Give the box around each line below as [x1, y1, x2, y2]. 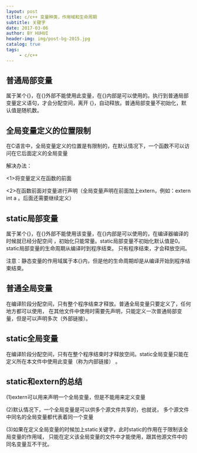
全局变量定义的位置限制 [6, 126, 91, 136]
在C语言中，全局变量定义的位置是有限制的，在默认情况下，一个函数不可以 [6, 142, 185, 150]
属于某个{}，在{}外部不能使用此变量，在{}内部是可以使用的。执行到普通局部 [6, 92, 189, 99]
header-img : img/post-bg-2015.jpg [6, 36, 91, 42]
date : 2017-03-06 [6, 25, 49, 31]
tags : [6, 47, 19, 53]
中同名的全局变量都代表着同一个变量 [6, 413, 94, 420]
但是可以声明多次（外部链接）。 [16, 315, 91, 322]
